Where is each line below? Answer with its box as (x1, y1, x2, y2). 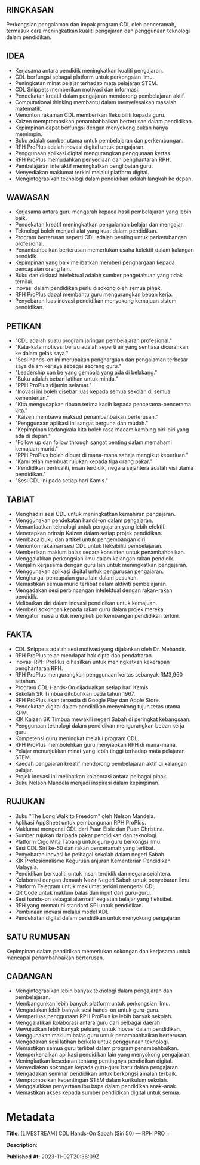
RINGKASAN (6, 5, 54, 15)
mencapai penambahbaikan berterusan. (6, 954, 104, 961)
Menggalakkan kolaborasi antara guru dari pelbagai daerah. (14, 1019, 162, 1027)
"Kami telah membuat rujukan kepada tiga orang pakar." (14, 458, 153, 465)
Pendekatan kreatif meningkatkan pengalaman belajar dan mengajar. (14, 221, 184, 228)
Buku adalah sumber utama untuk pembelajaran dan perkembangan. (14, 137, 184, 144)
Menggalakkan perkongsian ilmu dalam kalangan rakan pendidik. (14, 555, 175, 562)
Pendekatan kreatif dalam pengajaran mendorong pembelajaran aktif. (14, 92, 186, 99)
